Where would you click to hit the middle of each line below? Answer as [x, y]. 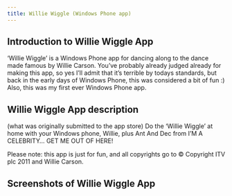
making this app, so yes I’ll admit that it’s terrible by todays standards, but [112, 73]
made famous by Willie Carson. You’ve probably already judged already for [114, 66]
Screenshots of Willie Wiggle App [81, 183]
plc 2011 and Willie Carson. [46, 162]
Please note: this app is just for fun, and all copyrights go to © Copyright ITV [116, 154]
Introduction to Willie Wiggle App [80, 42]
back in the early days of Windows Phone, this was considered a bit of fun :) [116, 80]
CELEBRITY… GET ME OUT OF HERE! [60, 141]
